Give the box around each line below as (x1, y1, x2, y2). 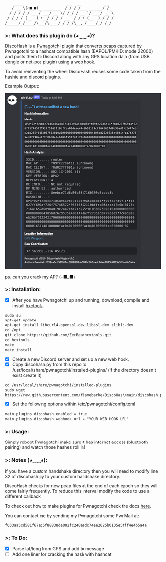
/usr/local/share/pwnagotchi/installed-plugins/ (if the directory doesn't (12, 367, 157, 373)
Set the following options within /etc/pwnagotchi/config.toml (12, 401, 136, 407)
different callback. (5, 493, 42, 499)
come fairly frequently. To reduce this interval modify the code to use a (5, 488, 150, 494)
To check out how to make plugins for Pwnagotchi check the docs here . (5, 503, 152, 509)
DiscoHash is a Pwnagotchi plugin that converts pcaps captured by (5, 43, 142, 49)
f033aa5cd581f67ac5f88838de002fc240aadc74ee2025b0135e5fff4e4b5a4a (5, 523, 147, 528)
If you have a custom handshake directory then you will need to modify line (5, 468, 158, 474)
